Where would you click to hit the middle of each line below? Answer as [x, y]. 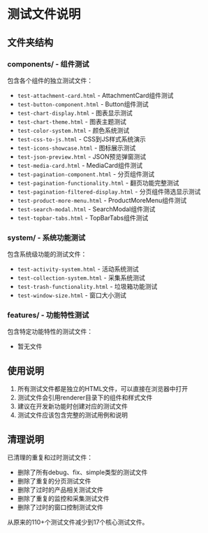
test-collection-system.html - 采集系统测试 [81, 278]
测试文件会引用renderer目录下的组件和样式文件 [85, 398]
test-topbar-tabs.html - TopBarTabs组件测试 [83, 218]
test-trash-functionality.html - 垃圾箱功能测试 [87, 287]
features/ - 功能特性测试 [48, 315]
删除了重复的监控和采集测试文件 [63, 499]
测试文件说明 [44, 14]
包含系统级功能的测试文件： [47, 254]
